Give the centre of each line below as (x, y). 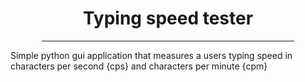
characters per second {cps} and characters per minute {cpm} (139, 66)
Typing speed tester (168, 18)
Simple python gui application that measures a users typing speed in (151, 55)
